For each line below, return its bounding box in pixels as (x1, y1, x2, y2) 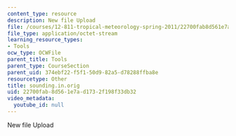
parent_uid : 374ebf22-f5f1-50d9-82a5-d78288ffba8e (7, 69, 159, 76)
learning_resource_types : (7, 36, 83, 43)
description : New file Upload (7, 17, 96, 24)
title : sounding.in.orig (7, 82, 80, 89)
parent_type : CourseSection (7, 62, 90, 69)
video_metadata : (7, 95, 55, 102)
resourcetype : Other (7, 75, 68, 83)
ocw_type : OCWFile (7, 50, 61, 57)
